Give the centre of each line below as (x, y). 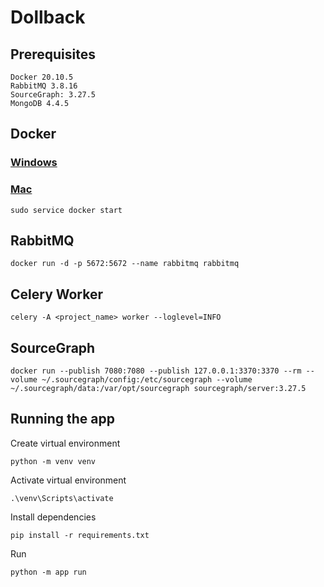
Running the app (62, 419)
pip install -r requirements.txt (80, 535)
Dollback (48, 17)
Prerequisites (53, 54)
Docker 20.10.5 (42, 77)
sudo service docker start (66, 210)
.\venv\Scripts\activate (62, 498)
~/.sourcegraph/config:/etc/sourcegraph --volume (147, 380)
